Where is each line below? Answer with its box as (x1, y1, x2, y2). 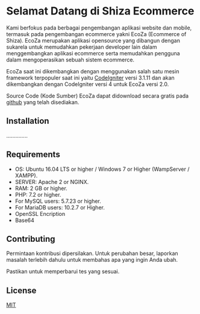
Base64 (14, 217, 35, 224)
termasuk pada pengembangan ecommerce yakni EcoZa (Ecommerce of (6, 30, 187, 37)
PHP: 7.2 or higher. (14, 191, 61, 198)
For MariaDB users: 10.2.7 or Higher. (14, 203, 105, 211)
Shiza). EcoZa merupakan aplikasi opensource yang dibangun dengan (6, 37, 181, 44)
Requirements (6, 149, 60, 160)
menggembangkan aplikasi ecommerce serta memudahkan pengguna (6, 49, 180, 57)
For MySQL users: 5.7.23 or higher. (14, 197, 101, 205)
